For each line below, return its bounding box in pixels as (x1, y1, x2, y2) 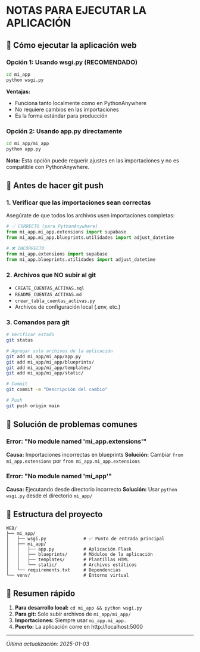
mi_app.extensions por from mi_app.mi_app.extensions (6, 457, 140, 465)
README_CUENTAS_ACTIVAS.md (14, 291, 82, 297)
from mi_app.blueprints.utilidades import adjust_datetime (6, 256, 156, 263)
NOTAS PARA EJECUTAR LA (6, 4, 147, 17)
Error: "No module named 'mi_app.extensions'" (6, 437, 147, 445)
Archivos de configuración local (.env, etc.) (14, 303, 121, 310)
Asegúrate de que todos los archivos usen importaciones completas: (6, 212, 175, 219)
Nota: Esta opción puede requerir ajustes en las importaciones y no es (6, 156, 180, 164)
